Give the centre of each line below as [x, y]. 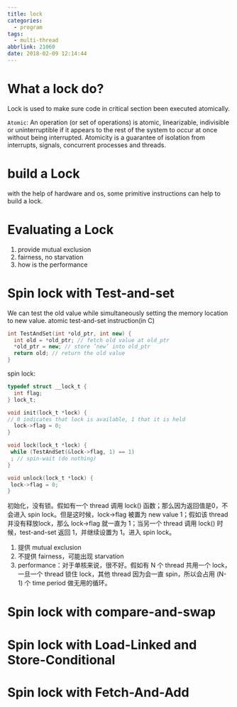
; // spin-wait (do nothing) [54, 458]
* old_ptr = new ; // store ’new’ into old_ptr [82, 347]
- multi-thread [36, 41]
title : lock [25, 14]
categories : [25, 21]
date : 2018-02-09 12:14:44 [47, 54]
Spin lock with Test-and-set [91, 293]
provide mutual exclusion [54, 249]
